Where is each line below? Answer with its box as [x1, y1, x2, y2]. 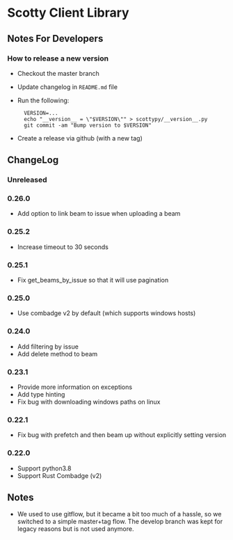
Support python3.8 [17, 464, 72, 472]
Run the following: [17, 96, 70, 104]
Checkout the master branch [17, 69, 99, 77]
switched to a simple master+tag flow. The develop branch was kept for [17, 517, 223, 526]
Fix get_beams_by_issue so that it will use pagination [17, 276, 169, 285]
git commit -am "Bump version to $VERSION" [24, 122, 152, 129]
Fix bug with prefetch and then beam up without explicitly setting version [17, 431, 227, 439]
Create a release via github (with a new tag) [17, 134, 143, 142]
